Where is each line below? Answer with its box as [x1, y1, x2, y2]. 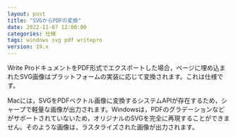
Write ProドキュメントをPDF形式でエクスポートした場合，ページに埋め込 [7, 64, 220, 71]
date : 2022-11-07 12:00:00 [7, 23, 87, 30]
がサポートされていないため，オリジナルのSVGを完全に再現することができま [7, 114, 230, 122]
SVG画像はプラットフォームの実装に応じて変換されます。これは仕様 [19, 72, 218, 81]
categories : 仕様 [7, 30, 57, 38]
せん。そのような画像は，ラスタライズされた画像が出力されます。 [7, 123, 199, 131]
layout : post [7, 10, 46, 18]
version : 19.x [7, 43, 49, 50]
